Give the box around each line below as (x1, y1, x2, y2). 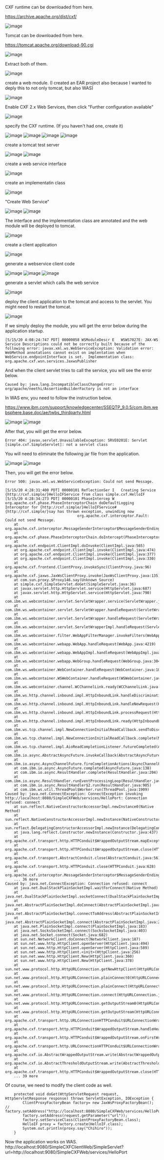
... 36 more (14, 877, 38, 882)
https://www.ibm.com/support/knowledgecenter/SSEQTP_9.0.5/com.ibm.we (5, 404, 158, 410)
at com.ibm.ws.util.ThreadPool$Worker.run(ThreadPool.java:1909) (14, 787, 150, 792)
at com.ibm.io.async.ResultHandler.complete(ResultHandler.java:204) (14, 770, 159, 775)
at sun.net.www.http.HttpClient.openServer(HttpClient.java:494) (14, 941, 150, 946)
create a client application (5, 242, 57, 247)
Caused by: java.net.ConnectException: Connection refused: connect (5, 881, 147, 886)
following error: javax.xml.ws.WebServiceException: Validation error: (5, 346, 154, 351)
